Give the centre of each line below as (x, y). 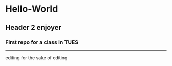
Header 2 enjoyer (34, 28)
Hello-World (32, 9)
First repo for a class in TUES (42, 42)
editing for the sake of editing (36, 58)
